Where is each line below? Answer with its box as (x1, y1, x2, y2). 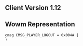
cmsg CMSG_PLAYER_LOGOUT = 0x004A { (5, 33, 79, 38)
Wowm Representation (5, 20, 75, 28)
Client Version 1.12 (5, 4, 61, 12)
